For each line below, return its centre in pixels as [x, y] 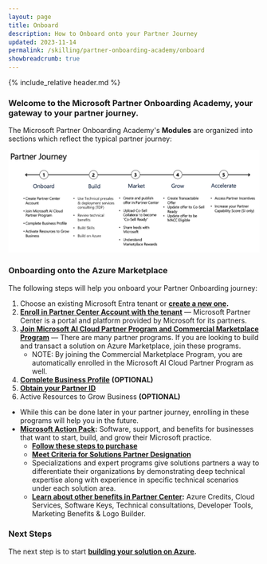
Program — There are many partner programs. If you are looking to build [139, 337]
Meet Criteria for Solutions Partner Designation [111, 454]
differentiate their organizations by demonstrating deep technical [138, 471]
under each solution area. [74, 488]
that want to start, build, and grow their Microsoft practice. [116, 437]
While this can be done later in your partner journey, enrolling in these [134, 412]
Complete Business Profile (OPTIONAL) [86, 379]
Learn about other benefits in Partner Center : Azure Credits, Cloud [143, 496]
